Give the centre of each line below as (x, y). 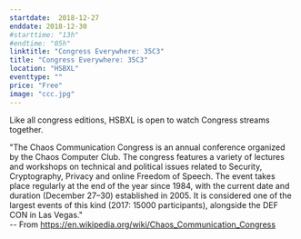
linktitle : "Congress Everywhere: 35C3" (87, 52)
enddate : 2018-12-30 (49, 26)
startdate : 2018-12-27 (55, 18)
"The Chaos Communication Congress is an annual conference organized (147, 147)
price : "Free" (36, 85)
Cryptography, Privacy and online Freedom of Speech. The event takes (142, 176)
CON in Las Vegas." (46, 214)
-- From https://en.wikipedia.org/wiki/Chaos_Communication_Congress (142, 224)
